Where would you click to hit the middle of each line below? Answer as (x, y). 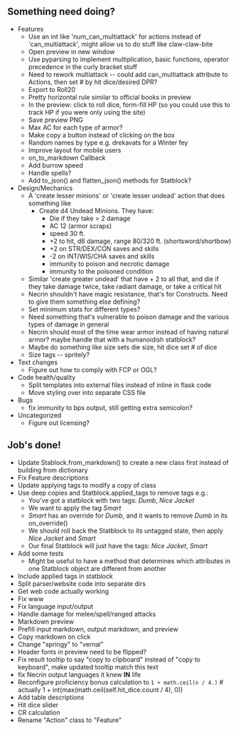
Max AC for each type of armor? (75, 127)
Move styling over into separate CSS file (87, 392)
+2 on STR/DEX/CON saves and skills (104, 248)
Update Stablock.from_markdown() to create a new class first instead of (123, 462)
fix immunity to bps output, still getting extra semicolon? (110, 407)
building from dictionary (53, 470)
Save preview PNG (55, 120)
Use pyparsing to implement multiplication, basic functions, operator (129, 59)
